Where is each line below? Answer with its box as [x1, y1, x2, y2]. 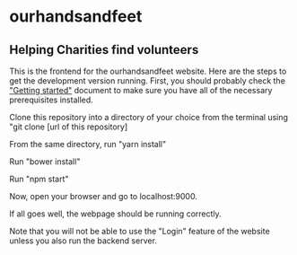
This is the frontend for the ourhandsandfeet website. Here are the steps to [9, 66, 287, 76]
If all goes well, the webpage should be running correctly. [9, 208, 222, 219]
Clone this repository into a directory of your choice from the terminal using [9, 112, 289, 122]
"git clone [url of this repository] [9, 121, 128, 132]
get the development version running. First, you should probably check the [9, 75, 285, 86]
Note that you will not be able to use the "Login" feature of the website [9, 226, 271, 236]
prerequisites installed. [9, 94, 94, 105]
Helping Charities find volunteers [9, 42, 199, 57]
